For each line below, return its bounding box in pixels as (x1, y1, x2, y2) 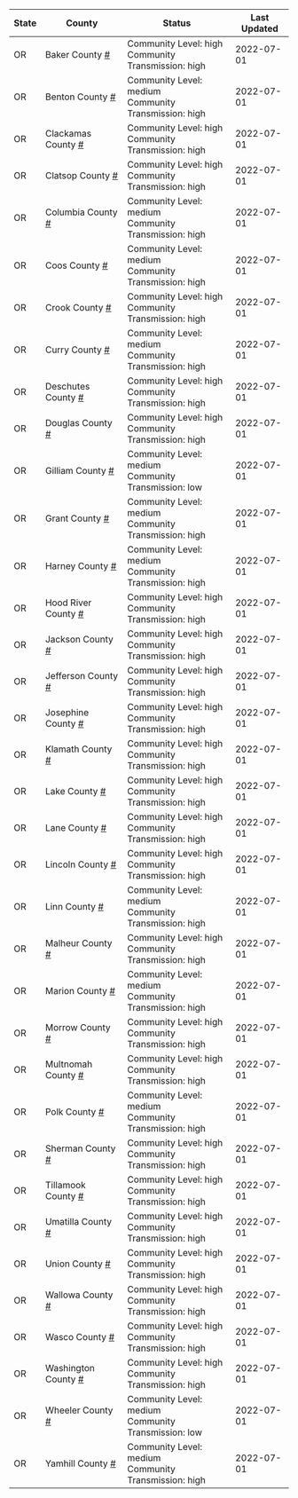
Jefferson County (44, 670, 119, 682)
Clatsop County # (44, 170, 118, 181)
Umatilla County (44, 1216, 113, 1227)
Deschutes (44, 381, 90, 392)
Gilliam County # (44, 465, 114, 477)
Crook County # (44, 302, 112, 313)
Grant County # (44, 512, 110, 524)
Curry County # (44, 343, 111, 356)
